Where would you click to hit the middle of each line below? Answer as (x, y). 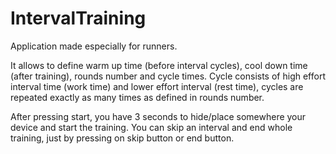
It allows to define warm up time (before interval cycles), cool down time (159, 65)
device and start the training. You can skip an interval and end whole (151, 127)
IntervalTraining (78, 18)
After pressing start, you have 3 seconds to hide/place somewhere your (158, 116)
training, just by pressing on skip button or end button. (122, 138)
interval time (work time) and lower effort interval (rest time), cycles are (157, 86)
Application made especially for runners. (94, 46)
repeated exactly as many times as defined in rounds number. (137, 97)
